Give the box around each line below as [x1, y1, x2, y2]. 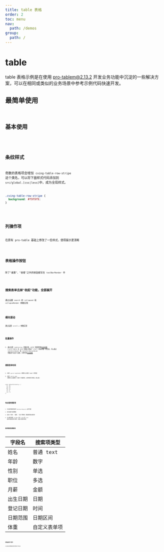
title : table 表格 [5, 7, 42, 12]
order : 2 [5, 12, 23, 17]
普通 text [32, 448, 58, 455]
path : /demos [9, 26, 37, 31]
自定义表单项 [32, 523, 63, 530]
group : [5, 30, 19, 35]
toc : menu [5, 16, 26, 21]
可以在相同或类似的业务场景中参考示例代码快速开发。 [13, 80, 123, 86]
